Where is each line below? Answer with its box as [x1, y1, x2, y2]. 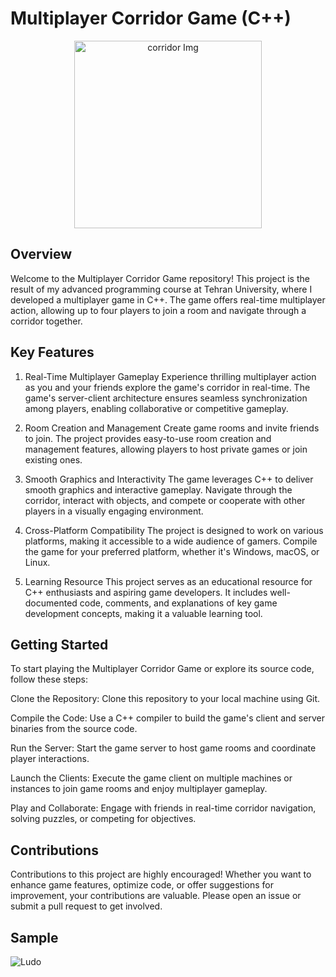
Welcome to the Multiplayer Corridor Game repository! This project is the [10, 272, 310, 284]
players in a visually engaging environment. [24, 505, 204, 517]
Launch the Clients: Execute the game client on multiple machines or [10, 772, 293, 784]
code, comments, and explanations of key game [79, 597, 278, 609]
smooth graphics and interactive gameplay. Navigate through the [24, 483, 293, 496]
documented [24, 597, 78, 609]
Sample [10, 929, 59, 946]
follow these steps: [10, 673, 88, 686]
